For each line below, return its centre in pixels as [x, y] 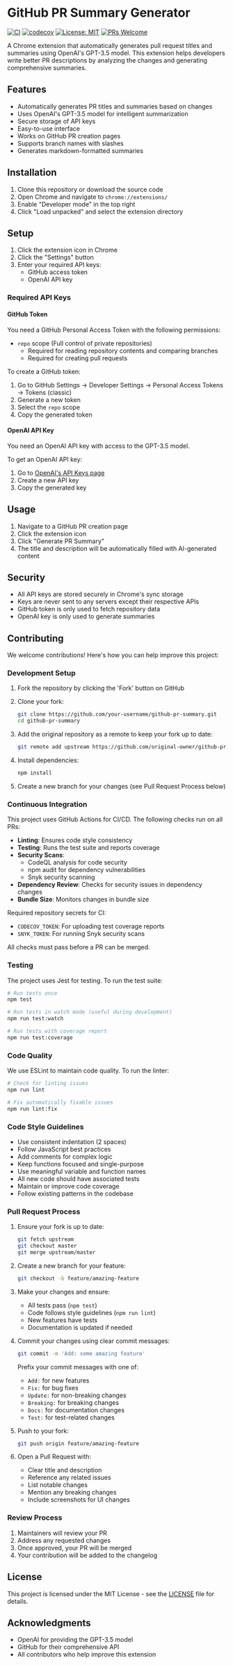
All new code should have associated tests [78, 1179]
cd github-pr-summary [48, 721]
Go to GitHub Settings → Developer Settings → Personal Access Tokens [120, 385]
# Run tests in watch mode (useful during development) [90, 1012]
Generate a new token [49, 400]
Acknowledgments [49, 1623]
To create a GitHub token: [44, 371]
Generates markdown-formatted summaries [80, 150]
